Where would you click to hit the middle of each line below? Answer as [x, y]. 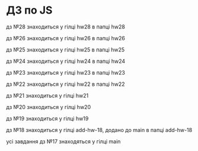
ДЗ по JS [29, 10]
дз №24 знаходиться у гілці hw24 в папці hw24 [66, 61]
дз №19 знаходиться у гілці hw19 [47, 118]
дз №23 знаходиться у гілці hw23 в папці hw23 [66, 72]
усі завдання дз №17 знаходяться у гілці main [63, 141]
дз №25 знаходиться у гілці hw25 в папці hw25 [66, 49]
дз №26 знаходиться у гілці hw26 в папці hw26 [66, 38]
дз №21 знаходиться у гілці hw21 [47, 95]
